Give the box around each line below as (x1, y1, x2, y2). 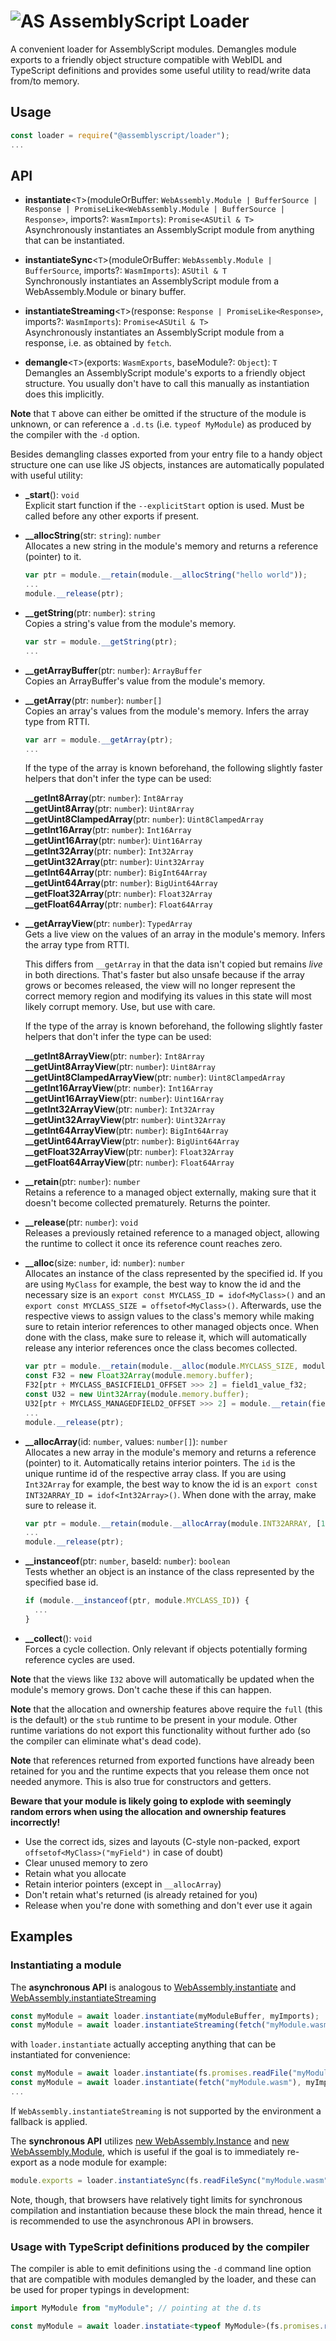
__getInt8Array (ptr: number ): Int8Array (24, 792, 184, 804)
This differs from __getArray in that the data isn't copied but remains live (24, 958, 323, 970)
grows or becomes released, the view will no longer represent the (24, 980, 296, 992)
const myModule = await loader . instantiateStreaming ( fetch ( (10, 2020, 267, 2030)
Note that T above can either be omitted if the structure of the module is (10, 408, 307, 420)
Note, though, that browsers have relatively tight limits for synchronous (10, 2193, 303, 2205)
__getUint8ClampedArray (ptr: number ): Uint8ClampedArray (24, 813, 264, 825)
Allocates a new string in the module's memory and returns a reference (24, 540, 319, 552)
